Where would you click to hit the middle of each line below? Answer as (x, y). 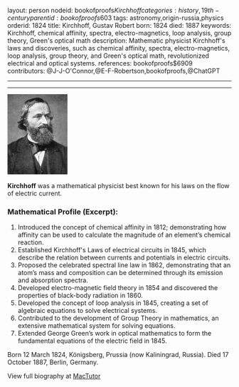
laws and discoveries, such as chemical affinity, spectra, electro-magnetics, (119, 48)
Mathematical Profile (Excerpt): (63, 212)
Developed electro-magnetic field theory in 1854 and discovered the (118, 288)
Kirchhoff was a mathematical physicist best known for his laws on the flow (118, 186)
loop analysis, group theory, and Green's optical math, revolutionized (108, 56)
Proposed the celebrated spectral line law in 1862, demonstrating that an (124, 265)
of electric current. (35, 193)
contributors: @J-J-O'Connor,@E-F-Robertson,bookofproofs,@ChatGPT (114, 71)
